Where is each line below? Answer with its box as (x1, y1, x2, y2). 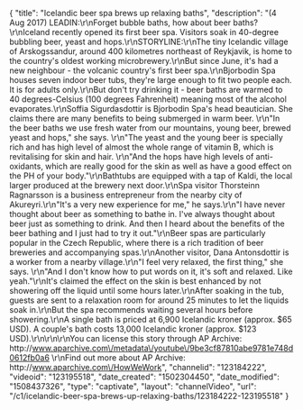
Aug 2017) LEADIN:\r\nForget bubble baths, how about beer (9, 17, 232, 28)
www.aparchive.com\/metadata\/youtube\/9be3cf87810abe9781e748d (32, 342, 294, 353)
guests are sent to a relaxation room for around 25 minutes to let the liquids (9, 295, 289, 305)
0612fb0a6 (9, 352, 50, 363)
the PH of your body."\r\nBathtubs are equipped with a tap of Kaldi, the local (9, 170, 293, 181)
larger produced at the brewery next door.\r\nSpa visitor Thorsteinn (9, 180, 260, 190)
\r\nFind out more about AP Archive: (50, 352, 187, 363)
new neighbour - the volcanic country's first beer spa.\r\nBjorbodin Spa (9, 65, 277, 76)
